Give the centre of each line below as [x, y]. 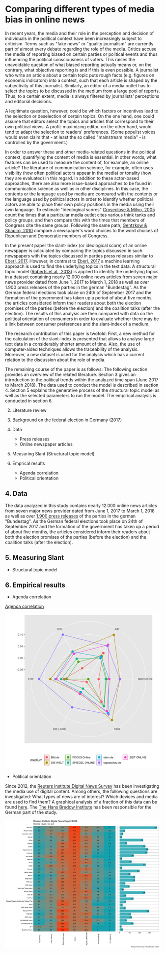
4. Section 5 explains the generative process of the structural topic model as [82, 390]
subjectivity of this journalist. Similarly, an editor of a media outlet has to [78, 85]
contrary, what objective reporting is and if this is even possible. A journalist [82, 70]
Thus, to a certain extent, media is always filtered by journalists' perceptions [82, 96]
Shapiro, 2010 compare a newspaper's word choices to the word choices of [82, 230]
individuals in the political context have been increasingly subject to [73, 38]
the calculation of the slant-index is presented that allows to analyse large [80, 338]
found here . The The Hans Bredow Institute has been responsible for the [78, 807]
